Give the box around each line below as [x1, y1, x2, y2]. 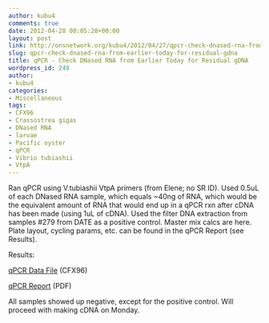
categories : [8, 86, 48, 95]
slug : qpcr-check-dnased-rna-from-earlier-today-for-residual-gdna [8, 49, 239, 57]
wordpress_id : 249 [8, 64, 70, 72]
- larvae [8, 131, 38, 139]
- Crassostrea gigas [8, 117, 78, 125]
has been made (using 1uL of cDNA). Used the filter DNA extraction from [8, 209, 248, 219]
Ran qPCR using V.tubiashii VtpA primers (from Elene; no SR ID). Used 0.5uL [8, 183, 259, 193]
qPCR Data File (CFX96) [8, 266, 88, 276]
